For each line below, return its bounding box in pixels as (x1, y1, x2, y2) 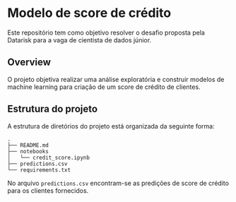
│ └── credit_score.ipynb (7, 154, 90, 161)
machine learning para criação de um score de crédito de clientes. (7, 83, 201, 91)
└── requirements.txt (7, 166, 71, 174)
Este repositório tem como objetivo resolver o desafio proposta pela (7, 28, 205, 37)
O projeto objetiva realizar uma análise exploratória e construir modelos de (7, 75, 225, 83)
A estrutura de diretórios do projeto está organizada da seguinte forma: (7, 121, 215, 130)
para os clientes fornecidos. (7, 186, 89, 195)
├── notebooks (7, 148, 49, 155)
